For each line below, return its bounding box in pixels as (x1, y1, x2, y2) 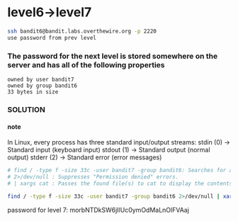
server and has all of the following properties (7, 59, 165, 69)
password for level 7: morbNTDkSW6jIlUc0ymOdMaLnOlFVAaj (7, 205, 190, 214)
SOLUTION (7, 104, 46, 114)
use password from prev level (7, 34, 97, 41)
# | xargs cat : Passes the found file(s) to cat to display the (7, 180, 204, 187)
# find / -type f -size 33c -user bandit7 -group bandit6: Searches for (7, 167, 227, 174)
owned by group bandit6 (7, 82, 78, 89)
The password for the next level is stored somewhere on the (7, 51, 218, 61)
